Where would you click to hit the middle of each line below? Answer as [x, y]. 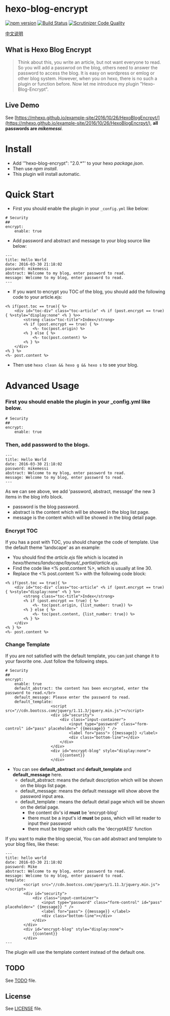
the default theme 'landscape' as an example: [53, 547]
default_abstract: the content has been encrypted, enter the [81, 688]
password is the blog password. [46, 507]
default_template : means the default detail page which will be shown [92, 801]
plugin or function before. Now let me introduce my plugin [78, 84]
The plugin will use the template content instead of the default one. [75, 952]
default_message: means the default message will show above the [90, 791]
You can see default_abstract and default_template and [72, 769]
